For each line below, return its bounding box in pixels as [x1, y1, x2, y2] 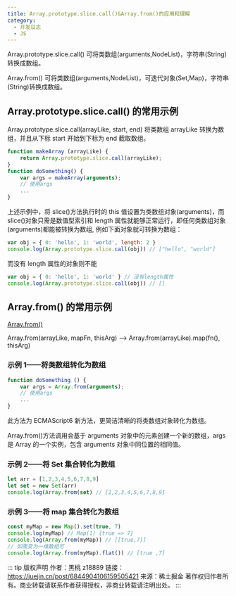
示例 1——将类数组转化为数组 [7, 360, 106, 370]
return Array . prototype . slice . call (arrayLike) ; [20, 154, 162, 162]
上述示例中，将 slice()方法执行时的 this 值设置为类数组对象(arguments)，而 [7, 208, 225, 216]
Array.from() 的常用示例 [7, 300, 113, 313]
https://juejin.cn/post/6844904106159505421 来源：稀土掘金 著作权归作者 [7, 571, 223, 581]
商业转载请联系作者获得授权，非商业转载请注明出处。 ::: [19, 581, 182, 589]
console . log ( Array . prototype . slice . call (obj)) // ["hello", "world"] [7, 246, 216, 253]
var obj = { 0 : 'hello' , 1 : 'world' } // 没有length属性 [7, 273, 174, 280]
